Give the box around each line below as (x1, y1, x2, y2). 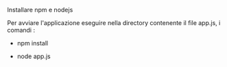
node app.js (16, 52, 51, 60)
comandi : (7, 26, 36, 34)
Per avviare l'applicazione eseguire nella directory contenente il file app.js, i (7, 19, 221, 26)
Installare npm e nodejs (7, 6, 73, 14)
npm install (16, 39, 49, 47)
